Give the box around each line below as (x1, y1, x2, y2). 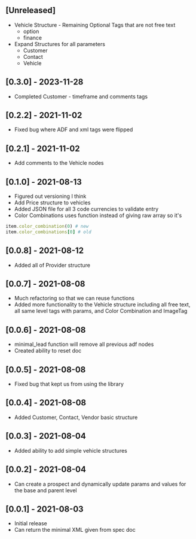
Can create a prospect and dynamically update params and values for (14, 480, 186, 487)
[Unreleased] (5, 5, 56, 16)
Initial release (14, 520, 47, 527)
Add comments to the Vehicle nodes (14, 159, 104, 167)
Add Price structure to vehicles (14, 199, 91, 206)
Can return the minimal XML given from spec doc (14, 526, 136, 534)
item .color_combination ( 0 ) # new (5, 224, 89, 230)
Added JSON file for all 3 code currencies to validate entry (14, 206, 159, 213)
